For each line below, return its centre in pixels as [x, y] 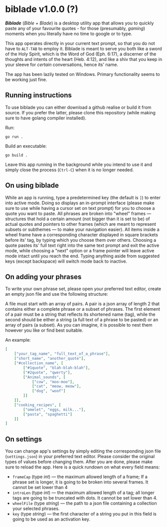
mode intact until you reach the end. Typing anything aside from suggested [82, 256]
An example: [18, 340]
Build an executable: [26, 146]
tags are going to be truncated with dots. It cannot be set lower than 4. [85, 498]
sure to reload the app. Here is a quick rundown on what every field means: [83, 467]
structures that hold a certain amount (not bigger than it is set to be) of [78, 219]
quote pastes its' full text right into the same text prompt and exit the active [82, 245]
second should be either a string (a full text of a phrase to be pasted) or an [82, 320]
